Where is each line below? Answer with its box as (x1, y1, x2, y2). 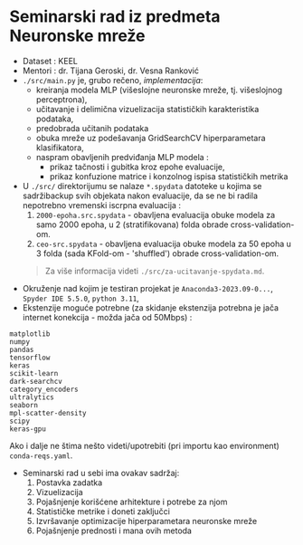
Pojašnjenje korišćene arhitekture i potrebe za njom (35, 496, 228, 507)
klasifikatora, (35, 142, 84, 153)
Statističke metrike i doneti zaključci (35, 505, 170, 517)
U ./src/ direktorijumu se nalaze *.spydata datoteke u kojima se (22, 180, 262, 191)
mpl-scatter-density (9, 408, 88, 417)
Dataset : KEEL (22, 55, 79, 66)
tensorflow (9, 353, 51, 362)
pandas (9, 345, 34, 354)
